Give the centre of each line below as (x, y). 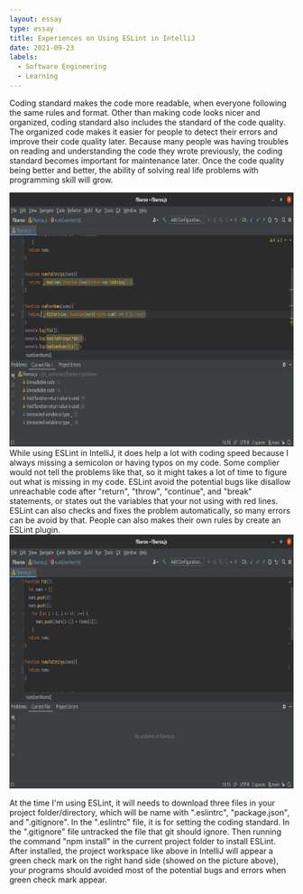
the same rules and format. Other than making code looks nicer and (135, 112)
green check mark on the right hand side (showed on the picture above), (144, 860)
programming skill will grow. (61, 180)
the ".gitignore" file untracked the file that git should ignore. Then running (146, 832)
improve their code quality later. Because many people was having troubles (149, 141)
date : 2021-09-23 (42, 48)
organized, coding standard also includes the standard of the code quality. (147, 122)
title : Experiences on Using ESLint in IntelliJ (102, 38)
